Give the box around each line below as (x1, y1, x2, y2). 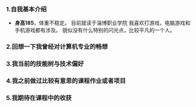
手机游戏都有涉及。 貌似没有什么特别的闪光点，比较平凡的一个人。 (14, 27, 176, 34)
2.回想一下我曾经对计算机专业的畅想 (6, 42, 108, 51)
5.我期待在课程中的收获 (6, 94, 72, 102)
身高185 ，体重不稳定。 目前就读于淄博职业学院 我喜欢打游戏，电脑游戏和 (14, 19, 191, 27)
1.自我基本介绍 (6, 5, 47, 13)
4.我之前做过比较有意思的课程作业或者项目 (6, 77, 126, 85)
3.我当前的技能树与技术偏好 (6, 60, 84, 68)
